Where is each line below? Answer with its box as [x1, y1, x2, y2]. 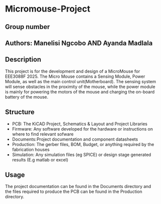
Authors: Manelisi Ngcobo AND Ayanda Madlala [5, 39, 153, 47]
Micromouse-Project [5, 3, 91, 15]
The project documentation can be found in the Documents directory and [5, 184, 151, 189]
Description [5, 56, 41, 64]
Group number [5, 23, 50, 31]
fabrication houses [12, 146, 50, 152]
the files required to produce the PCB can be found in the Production [5, 189, 143, 194]
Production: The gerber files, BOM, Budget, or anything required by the [12, 141, 154, 147]
